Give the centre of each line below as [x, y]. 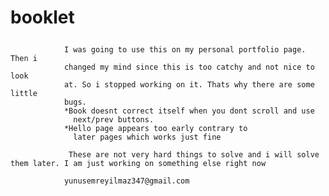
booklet [42, 17]
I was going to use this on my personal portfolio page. [185, 50]
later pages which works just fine [147, 137]
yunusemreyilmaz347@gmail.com [126, 181]
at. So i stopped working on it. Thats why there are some [189, 85]
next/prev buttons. [114, 120]
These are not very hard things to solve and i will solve [194, 155]
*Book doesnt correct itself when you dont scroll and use [189, 111]
